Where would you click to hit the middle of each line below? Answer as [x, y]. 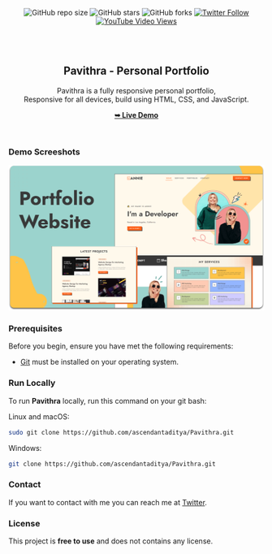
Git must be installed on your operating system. [99, 362]
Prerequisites [35, 328]
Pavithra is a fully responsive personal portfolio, [136, 90]
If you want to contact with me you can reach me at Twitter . [108, 502]
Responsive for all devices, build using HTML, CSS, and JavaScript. [136, 99]
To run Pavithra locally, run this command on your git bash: [108, 400]
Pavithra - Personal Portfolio [136, 71]
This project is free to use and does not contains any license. [111, 541]
